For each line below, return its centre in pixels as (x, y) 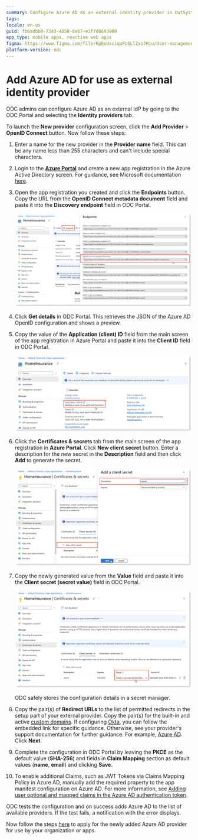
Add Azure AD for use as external (89, 80)
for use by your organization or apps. (51, 830)
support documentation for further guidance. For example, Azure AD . (98, 734)
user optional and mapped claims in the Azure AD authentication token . (101, 794)
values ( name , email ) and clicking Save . (64, 764)
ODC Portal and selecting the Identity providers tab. (70, 115)
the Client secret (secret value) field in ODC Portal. (77, 582)
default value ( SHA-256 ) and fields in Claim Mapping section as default (102, 758)
